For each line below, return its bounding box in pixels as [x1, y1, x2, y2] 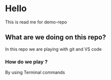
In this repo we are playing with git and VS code [5, 46, 102, 52]
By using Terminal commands [5, 69, 65, 76]
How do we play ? [5, 58, 48, 65]
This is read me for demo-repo [5, 19, 67, 25]
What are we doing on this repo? [5, 33, 107, 41]
